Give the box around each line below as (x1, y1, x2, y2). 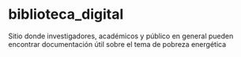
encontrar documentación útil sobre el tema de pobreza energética (8, 39, 227, 48)
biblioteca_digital (8, 5, 124, 23)
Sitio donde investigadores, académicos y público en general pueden (8, 31, 234, 41)
